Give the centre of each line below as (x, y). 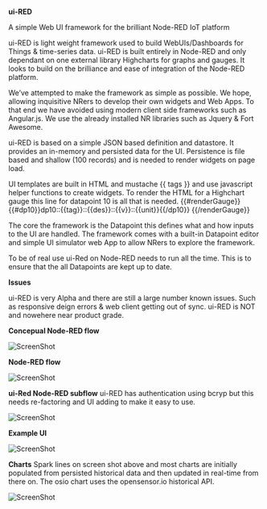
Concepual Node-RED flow (54, 331)
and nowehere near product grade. (66, 315)
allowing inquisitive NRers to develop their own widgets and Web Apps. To (131, 101)
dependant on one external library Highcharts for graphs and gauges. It (127, 60)
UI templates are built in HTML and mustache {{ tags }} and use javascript (131, 184)
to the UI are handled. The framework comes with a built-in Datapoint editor (134, 234)
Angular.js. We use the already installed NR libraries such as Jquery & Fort (131, 119)
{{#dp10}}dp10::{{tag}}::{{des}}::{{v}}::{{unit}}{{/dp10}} (99, 210)
